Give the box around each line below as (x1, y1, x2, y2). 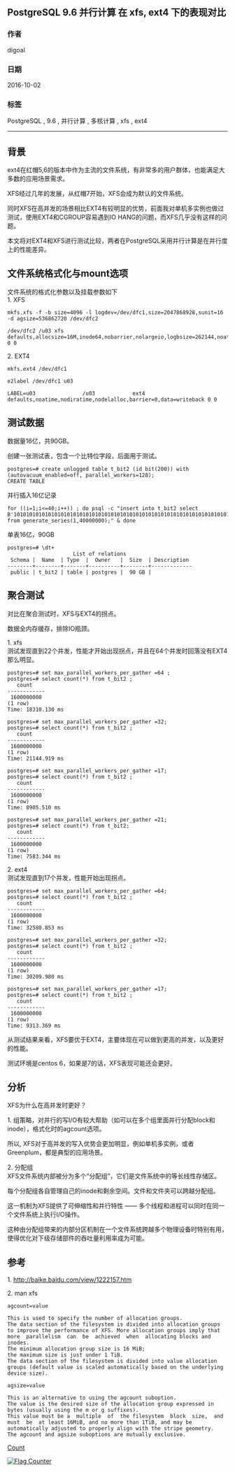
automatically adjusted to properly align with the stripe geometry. (7, 1425, 215, 1432)
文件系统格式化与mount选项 (7, 268, 128, 280)
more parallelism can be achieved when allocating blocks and (7, 1333, 211, 1340)
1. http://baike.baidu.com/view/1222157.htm (7, 1275, 132, 1284)
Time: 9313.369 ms (7, 1022, 61, 1029)
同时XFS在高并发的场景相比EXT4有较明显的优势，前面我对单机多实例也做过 (7, 204, 225, 213)
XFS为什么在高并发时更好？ (7, 1101, 87, 1110)
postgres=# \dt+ (7, 544, 55, 551)
